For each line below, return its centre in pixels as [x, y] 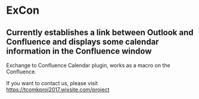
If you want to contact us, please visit [52, 83]
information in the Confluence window [79, 51]
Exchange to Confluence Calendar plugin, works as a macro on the [88, 65]
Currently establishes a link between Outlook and [100, 33]
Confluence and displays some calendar [83, 41]
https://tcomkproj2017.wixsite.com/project [58, 89]
